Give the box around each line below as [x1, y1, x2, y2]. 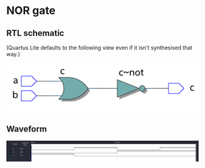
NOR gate [6, 4, 56, 18]
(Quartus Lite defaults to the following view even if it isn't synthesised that [6, 44, 193, 51]
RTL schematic [6, 28, 65, 38]
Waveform [6, 124, 47, 135]
